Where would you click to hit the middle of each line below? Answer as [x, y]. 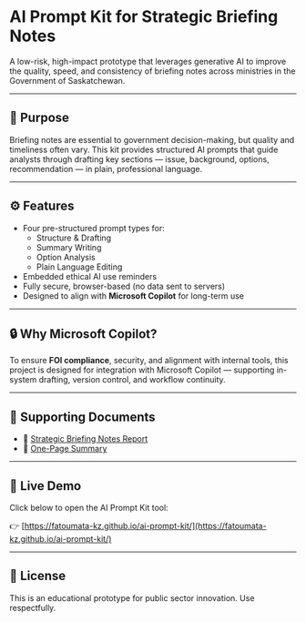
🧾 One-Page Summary [65, 449]
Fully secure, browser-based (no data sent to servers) [124, 286]
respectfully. [33, 607]
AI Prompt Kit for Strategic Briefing [144, 17]
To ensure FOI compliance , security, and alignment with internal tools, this [149, 361]
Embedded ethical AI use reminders [90, 276]
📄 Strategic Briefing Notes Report [85, 439]
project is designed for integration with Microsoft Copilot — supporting [142, 370]
